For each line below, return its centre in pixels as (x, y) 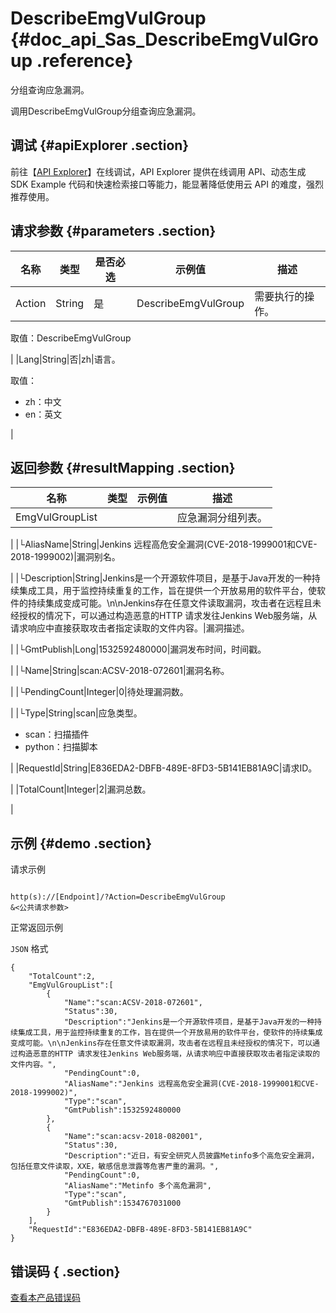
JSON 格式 (29, 949)
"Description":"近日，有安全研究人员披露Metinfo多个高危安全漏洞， (191, 1156)
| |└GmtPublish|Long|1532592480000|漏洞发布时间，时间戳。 (138, 649)
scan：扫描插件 (57, 734)
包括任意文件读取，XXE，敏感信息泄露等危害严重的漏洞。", (115, 1167)
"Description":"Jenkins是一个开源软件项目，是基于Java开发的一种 (189, 1022)
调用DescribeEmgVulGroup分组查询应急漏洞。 (106, 111)
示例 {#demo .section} (81, 843)
